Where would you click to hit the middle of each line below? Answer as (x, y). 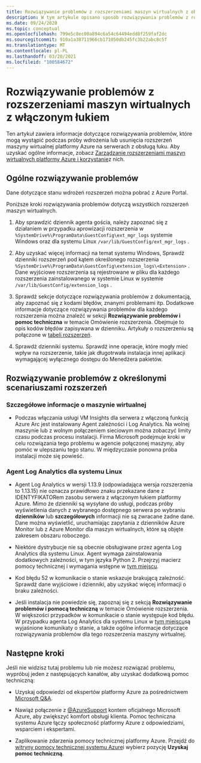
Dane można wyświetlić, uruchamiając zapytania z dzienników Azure (100, 523)
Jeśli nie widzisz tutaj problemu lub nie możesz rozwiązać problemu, (91, 668)
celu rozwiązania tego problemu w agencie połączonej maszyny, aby (100, 443)
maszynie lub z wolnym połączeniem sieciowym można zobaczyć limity (103, 430)
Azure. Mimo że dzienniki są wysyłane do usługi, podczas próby (94, 504)
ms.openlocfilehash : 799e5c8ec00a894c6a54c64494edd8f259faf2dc (87, 34)
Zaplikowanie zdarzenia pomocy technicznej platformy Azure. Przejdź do (105, 741)
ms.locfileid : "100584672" (40, 62)
